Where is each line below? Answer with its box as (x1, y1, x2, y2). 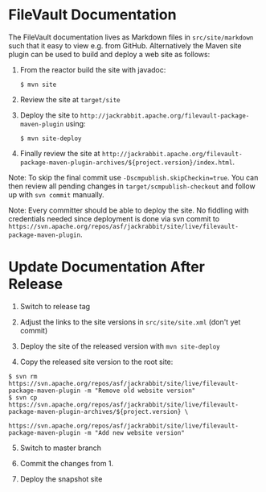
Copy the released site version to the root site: (19, 357, 174, 366)
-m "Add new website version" (84, 428, 185, 436)
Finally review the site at (19, 148, 100, 158)
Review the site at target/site (19, 94, 121, 104)
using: (65, 118, 86, 128)
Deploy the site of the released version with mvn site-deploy (19, 341, 220, 351)
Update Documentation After (8, 258, 205, 276)
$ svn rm (8, 372, 38, 380)
